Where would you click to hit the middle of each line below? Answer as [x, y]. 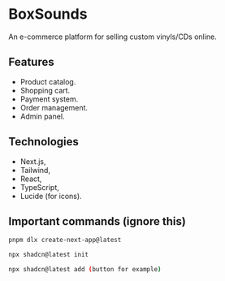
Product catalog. [48, 81]
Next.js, [33, 161]
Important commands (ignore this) [97, 221]
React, [31, 179]
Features [31, 62]
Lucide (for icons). [51, 196]
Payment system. [49, 99]
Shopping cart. [45, 90]
